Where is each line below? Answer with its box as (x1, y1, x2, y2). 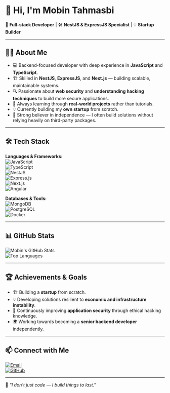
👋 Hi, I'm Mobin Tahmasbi (5, 5, 114, 16)
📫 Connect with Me (5, 346, 69, 355)
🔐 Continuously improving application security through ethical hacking (12, 307, 161, 313)
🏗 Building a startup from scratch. (12, 289, 86, 295)
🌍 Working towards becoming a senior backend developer (12, 319, 138, 325)
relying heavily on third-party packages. (12, 117, 97, 123)
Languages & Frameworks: (5, 153, 63, 159)
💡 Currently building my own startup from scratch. (12, 106, 119, 112)
